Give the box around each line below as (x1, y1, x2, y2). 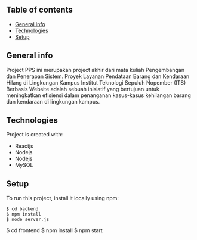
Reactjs (14, 142, 34, 149)
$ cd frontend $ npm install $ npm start (6, 227, 103, 234)
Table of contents (6, 5, 73, 15)
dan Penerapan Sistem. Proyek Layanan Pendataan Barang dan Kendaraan (6, 73, 190, 80)
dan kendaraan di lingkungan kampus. (6, 98, 100, 105)
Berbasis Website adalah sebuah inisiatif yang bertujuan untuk (6, 85, 160, 92)
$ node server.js (6, 217, 50, 223)
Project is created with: (6, 131, 63, 138)
